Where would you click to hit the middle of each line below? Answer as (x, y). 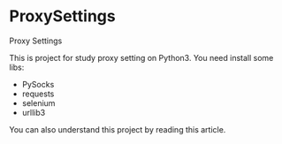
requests (38, 94)
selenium (38, 102)
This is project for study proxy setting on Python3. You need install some (141, 57)
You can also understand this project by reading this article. (118, 129)
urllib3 (34, 112)
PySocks (38, 84)
